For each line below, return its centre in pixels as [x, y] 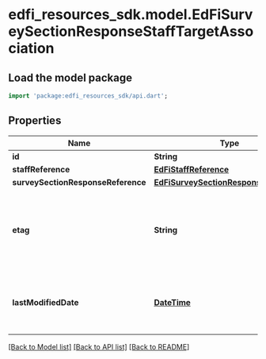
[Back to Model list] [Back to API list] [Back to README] [99, 346]
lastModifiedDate [46, 302]
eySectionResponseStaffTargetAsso [131, 31]
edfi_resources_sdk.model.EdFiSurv [131, 15]
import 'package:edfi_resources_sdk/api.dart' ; [88, 96]
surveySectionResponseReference [79, 182]
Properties [35, 121]
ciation [31, 48]
